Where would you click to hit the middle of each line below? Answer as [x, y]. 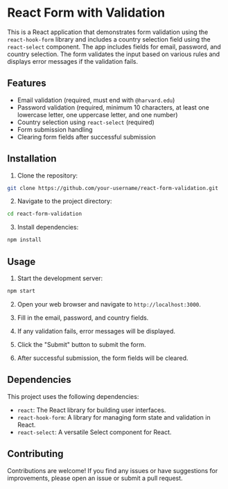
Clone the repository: [47, 175]
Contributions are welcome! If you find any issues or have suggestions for [113, 470]
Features [27, 84]
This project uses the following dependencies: [73, 396]
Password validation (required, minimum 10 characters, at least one [113, 107]
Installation [32, 158]
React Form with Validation [86, 13]
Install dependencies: [48, 228]
